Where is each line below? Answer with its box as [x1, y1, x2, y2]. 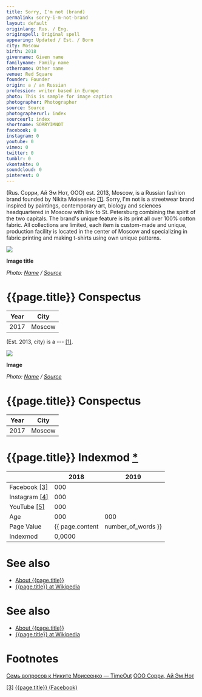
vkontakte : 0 [6, 161, 39, 167]
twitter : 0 [6, 150, 34, 156]
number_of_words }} [104, 522, 163, 531]
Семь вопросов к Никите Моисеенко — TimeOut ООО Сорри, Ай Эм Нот [6, 672, 195, 679]
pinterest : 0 [6, 172, 39, 179]
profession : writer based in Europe [6, 88, 99, 94]
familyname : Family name [6, 59, 69, 66]
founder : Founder [6, 76, 50, 82]
